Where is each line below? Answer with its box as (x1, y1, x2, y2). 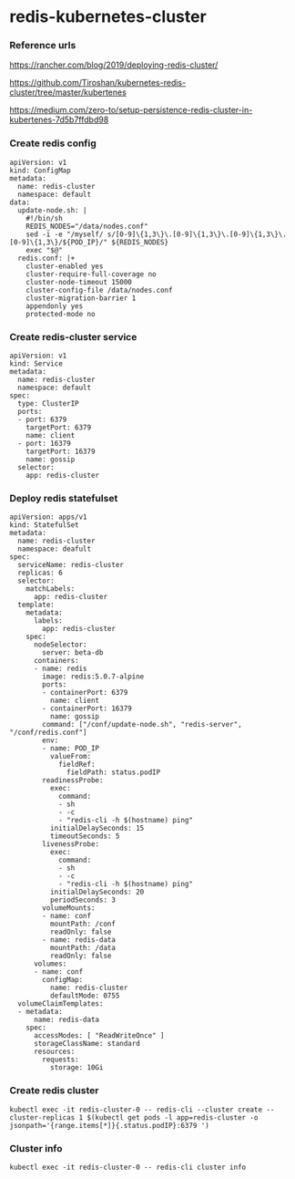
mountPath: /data (49, 944, 117, 953)
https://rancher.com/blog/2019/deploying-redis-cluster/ (9, 59, 219, 70)
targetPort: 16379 (25, 447, 96, 457)
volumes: (33, 959, 67, 968)
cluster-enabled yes (25, 262, 104, 271)
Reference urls (9, 39, 76, 52)
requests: (42, 1055, 79, 1064)
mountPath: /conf (49, 919, 117, 929)
